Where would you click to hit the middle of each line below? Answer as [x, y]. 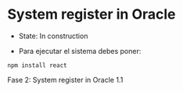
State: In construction [53, 36]
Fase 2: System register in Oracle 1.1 [65, 80]
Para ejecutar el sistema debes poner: [80, 51]
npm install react [37, 65]
